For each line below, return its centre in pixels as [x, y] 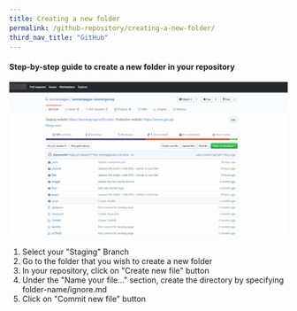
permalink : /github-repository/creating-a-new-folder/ [112, 28]
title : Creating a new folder [65, 19]
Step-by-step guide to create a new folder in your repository [122, 66]
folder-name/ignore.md [65, 289]
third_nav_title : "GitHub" [59, 37]
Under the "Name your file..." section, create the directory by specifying [153, 280]
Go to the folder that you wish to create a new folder [117, 260]
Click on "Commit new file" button [84, 299]
